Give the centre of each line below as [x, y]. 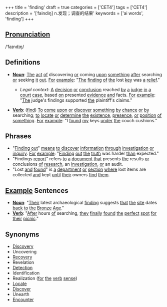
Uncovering [24, 252]
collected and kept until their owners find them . [61, 175]
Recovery [22, 257]
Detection [22, 268]
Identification [26, 273]
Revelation [23, 262]
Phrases [18, 136]
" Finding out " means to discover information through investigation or [83, 148]
